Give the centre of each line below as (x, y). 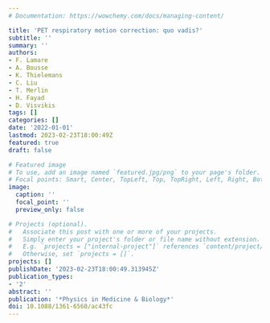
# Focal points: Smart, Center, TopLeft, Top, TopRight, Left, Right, (129, 180)
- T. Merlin (28, 90)
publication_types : (41, 276)
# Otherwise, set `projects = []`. (72, 255)
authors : (23, 53)
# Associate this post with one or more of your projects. (113, 232)
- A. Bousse (28, 68)
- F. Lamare (28, 60)
